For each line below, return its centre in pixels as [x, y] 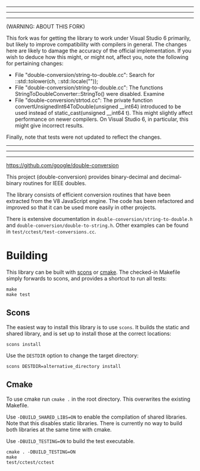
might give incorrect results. [49, 125]
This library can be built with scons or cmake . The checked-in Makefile [93, 272]
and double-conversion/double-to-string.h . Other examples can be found [97, 225]
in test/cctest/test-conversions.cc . [51, 232]
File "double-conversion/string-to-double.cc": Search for [85, 75]
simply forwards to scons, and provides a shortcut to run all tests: [87, 278]
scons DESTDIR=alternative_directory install [63, 366]
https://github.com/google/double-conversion [62, 165]
